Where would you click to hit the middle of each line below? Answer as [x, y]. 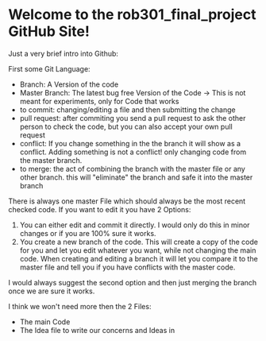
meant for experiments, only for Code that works [99, 101]
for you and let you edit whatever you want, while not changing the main [138, 250]
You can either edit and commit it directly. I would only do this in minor [135, 225]
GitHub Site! [49, 31]
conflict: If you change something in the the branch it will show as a [130, 143]
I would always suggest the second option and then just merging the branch [133, 282]
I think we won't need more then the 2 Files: [80, 306]
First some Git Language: [49, 68]
